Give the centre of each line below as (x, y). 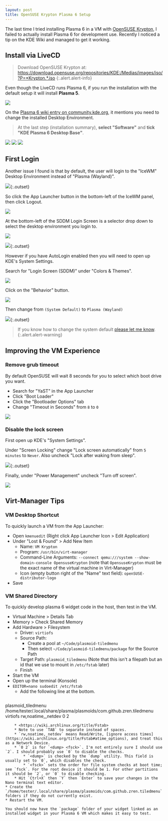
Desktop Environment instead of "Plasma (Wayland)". (60, 176)
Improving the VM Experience (53, 351)
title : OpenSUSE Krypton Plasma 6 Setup (48, 15)
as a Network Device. (28, 743)
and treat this (147, 739)
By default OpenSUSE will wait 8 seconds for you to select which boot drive (83, 376)
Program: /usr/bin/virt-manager (54, 552)
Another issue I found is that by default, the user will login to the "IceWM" (81, 171)
